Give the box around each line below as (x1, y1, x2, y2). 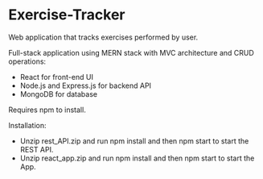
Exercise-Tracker (8, 6, 126, 24)
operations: (8, 56, 47, 66)
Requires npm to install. (8, 105, 86, 114)
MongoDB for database (19, 89, 98, 98)
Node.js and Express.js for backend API (19, 81, 151, 90)
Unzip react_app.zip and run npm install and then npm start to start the (19, 153, 255, 163)
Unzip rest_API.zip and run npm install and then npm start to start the (19, 135, 249, 146)
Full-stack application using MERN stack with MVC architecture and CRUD (8, 48, 255, 57)
